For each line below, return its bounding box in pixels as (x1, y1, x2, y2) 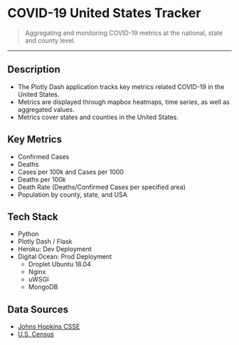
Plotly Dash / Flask (17, 237, 73, 246)
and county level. (24, 36, 76, 44)
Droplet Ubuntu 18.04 (28, 260, 91, 269)
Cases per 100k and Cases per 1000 (17, 168, 124, 176)
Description (7, 63, 60, 76)
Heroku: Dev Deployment (17, 244, 92, 254)
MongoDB (28, 283, 58, 292)
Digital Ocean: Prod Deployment (17, 252, 112, 261)
